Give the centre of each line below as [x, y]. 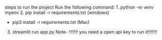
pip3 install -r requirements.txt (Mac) [51, 22]
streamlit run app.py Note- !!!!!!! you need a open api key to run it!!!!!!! [85, 32]
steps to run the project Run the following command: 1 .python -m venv [79, 7]
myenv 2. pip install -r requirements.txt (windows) [57, 12]
